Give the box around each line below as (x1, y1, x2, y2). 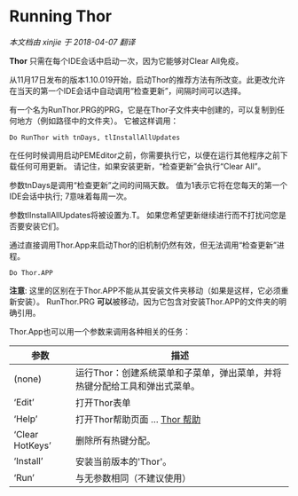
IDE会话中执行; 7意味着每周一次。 (9, 191, 132, 201)
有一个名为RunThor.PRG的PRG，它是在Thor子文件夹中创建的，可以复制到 (9, 104, 278, 114)
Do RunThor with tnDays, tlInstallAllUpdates (9, 133, 180, 142)
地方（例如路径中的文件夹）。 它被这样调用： (16, 115, 179, 126)
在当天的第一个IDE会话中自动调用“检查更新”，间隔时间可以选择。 (9, 85, 247, 96)
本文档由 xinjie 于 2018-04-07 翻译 (9, 36, 136, 47)
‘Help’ (13, 413, 38, 425)
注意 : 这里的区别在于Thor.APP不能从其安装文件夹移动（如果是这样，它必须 (9, 285, 281, 295)
